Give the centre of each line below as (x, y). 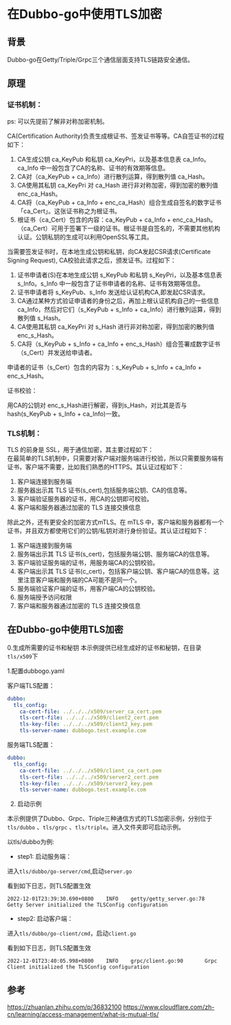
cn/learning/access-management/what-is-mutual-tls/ (83, 1015)
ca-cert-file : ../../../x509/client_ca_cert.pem (91, 770)
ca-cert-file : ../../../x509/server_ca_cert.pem (91, 712)
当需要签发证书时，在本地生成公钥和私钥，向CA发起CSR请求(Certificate (109, 251)
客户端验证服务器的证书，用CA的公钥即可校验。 (85, 498)
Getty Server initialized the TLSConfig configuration (88, 905)
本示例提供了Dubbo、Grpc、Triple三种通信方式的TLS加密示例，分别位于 (110, 819)
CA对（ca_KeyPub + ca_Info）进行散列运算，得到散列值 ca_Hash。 (113, 176)
